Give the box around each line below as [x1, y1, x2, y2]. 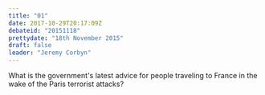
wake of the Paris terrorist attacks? [8, 79, 124, 89]
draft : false [8, 42, 52, 49]
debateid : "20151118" [8, 26, 81, 34]
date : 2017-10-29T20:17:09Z [8, 19, 103, 27]
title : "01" [8, 11, 48, 20]
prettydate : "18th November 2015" [8, 34, 124, 42]
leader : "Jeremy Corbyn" [8, 49, 92, 57]
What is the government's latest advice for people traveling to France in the [8, 71, 258, 80]
